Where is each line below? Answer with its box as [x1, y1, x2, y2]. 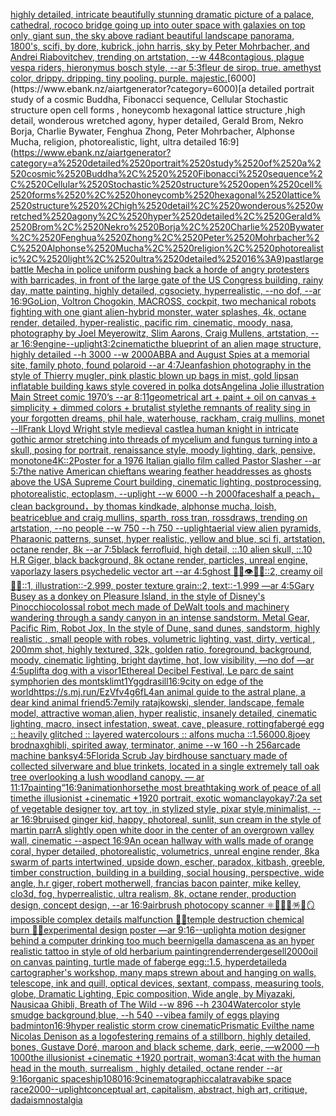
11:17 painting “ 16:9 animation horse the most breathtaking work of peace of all [10, 782, 322, 793]
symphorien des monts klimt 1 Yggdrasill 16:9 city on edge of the [10, 675, 264, 687]
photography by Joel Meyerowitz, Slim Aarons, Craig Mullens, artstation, [10, 327, 309, 339]
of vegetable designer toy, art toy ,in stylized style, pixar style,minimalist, [10, 803, 311, 814]
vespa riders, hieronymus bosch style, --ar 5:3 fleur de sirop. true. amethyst [10, 62, 322, 73]
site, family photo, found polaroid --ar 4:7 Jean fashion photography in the [10, 359, 312, 371]
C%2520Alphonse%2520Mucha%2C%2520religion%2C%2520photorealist [10, 242, 324, 254]
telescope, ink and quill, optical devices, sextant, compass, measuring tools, [10, 977, 325, 989]
